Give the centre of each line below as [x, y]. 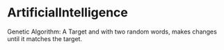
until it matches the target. [45, 38]
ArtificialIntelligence [68, 13]
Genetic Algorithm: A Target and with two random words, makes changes [112, 32]
